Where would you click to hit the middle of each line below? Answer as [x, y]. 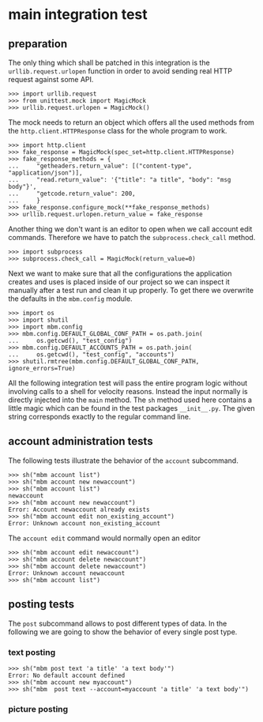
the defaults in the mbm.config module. [70, 299]
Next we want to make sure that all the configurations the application [120, 273]
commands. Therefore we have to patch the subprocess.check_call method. [132, 237]
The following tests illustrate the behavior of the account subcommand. [123, 461]
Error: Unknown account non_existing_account [84, 523]
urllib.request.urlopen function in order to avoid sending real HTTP [120, 71]
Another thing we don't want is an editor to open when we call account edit [130, 229]
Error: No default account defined [67, 675]
